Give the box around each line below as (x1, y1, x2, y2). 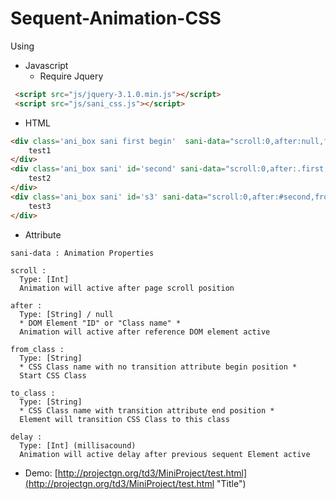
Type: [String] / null (19, 309, 114, 319)
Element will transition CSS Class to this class (19, 414, 230, 424)
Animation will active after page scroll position (19, 283, 235, 293)
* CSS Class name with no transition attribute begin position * (19, 362, 298, 372)
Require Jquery (39, 70, 104, 82)
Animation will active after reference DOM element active (19, 327, 271, 337)
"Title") (216, 477, 247, 489)
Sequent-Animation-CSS (10, 7, 222, 30)
